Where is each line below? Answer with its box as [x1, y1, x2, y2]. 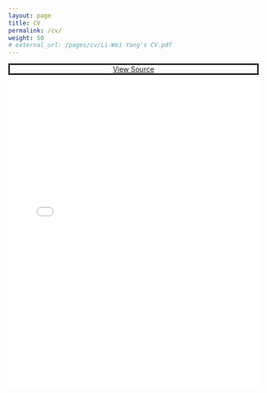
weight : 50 [8, 33, 44, 42]
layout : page [8, 11, 52, 20]
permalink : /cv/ [8, 26, 62, 34]
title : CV [8, 19, 41, 27]
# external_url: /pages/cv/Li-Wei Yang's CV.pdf [8, 41, 172, 49]
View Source [112, 64, 155, 74]
